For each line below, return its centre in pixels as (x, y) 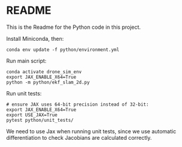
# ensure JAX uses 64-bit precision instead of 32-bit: (77, 104)
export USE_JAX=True (32, 115)
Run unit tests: (24, 93)
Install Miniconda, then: (35, 38)
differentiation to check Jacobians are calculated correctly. (79, 137)
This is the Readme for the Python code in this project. (74, 27)
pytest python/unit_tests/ (40, 120)
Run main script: (26, 61)
